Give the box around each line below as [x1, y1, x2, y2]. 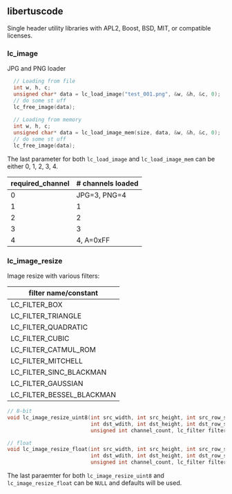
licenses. [7, 31, 33, 39]
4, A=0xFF [76, 235, 110, 245]
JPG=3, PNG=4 [76, 190, 126, 200]
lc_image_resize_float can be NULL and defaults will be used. [7, 479, 182, 487]
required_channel [10, 178, 70, 188]
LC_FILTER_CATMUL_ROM [10, 345, 97, 355]
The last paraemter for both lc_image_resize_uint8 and [7, 471, 164, 480]
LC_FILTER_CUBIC [10, 334, 70, 344]
